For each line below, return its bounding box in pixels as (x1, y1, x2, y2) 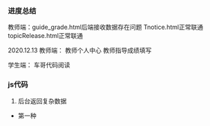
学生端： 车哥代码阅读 (8, 61, 70, 70)
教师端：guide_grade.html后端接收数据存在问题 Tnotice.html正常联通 (8, 23, 203, 32)
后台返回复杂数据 (17, 96, 67, 105)
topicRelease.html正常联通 (8, 32, 84, 40)
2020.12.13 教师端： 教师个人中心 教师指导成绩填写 (8, 46, 152, 54)
